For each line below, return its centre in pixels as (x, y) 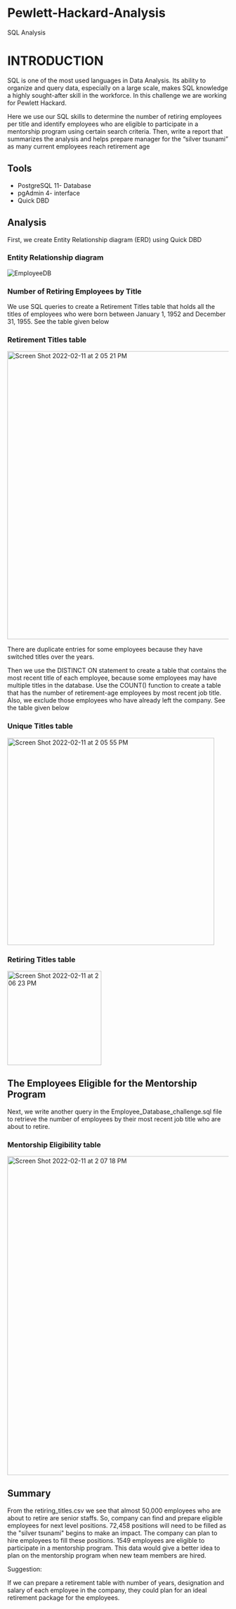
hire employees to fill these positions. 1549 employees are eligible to (106, 1540)
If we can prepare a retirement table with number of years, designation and (116, 1582)
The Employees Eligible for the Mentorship (102, 1084)
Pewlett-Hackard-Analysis (87, 13)
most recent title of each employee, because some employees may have (112, 678)
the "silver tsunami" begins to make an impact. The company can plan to (112, 1533)
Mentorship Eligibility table (54, 1144)
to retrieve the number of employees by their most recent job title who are (114, 1119)
